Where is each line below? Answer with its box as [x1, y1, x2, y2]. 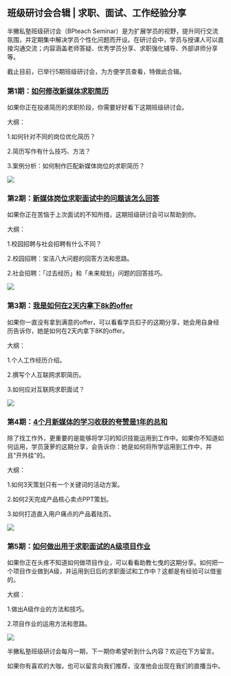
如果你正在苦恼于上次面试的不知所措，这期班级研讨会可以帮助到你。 [7, 210, 200, 219]
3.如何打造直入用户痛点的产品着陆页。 [7, 510, 115, 518]
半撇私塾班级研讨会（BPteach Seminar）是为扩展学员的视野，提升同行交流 [7, 27, 219, 35]
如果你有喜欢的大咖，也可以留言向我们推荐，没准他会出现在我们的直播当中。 [7, 662, 224, 670]
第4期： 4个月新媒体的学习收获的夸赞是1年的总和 [7, 417, 168, 427]
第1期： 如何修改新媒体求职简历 [7, 86, 109, 96]
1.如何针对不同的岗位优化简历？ [7, 132, 96, 141]
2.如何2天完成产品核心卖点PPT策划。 [7, 495, 113, 503]
